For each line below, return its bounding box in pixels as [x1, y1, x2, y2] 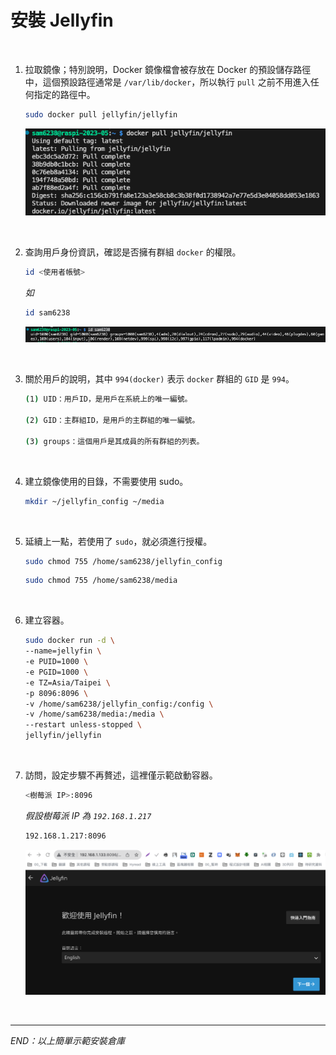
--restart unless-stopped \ [24, 720, 142, 730]
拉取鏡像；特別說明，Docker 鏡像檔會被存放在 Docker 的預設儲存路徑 [24, 63, 312, 75]
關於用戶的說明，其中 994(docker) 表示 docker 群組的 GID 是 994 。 [24, 373, 295, 385]
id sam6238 [24, 307, 71, 318]
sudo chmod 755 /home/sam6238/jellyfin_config [24, 556, 223, 566]
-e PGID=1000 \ [24, 667, 89, 677]
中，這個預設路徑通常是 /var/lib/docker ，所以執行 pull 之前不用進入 [24, 76, 311, 88]
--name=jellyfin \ [24, 646, 102, 656]
